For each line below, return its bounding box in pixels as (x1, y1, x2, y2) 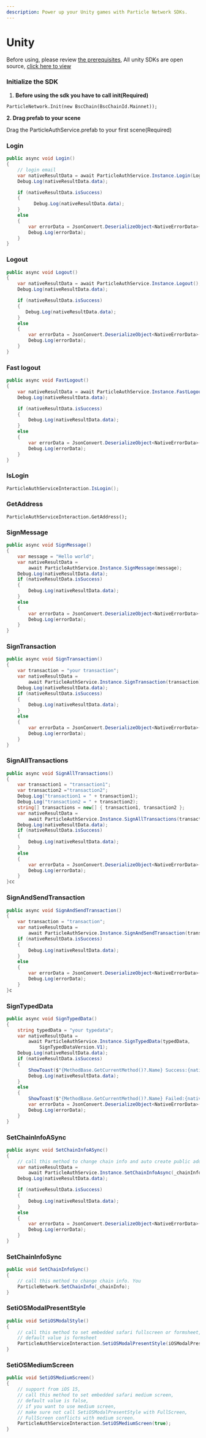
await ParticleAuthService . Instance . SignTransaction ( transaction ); (28, 679, 204, 685)
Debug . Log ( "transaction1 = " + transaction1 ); (17, 793, 139, 799)
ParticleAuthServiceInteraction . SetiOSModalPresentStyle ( (17, 1340, 169, 1347)
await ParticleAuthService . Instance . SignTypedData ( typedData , (28, 1039, 191, 1045)
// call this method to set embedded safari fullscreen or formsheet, (17, 1329, 202, 1335)
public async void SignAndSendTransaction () (6, 907, 122, 913)
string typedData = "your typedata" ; (17, 1027, 114, 1033)
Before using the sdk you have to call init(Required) (15, 92, 149, 99)
